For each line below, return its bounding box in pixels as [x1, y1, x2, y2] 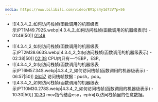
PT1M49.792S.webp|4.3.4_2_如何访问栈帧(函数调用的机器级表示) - [18, 27, 151, 33]
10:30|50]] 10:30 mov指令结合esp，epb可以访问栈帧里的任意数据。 [12, 91, 147, 97]
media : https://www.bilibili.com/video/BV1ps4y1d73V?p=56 [5, 7, 125, 12]
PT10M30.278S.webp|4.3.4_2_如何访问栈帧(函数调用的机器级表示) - [18, 86, 154, 91]
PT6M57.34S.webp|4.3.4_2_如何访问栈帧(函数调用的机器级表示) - [18, 67, 149, 73]
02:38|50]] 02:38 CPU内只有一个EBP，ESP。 [12, 55, 103, 61]
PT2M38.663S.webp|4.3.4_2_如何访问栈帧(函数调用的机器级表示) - [18, 49, 152, 55]
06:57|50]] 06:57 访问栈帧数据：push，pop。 [12, 73, 104, 79]
